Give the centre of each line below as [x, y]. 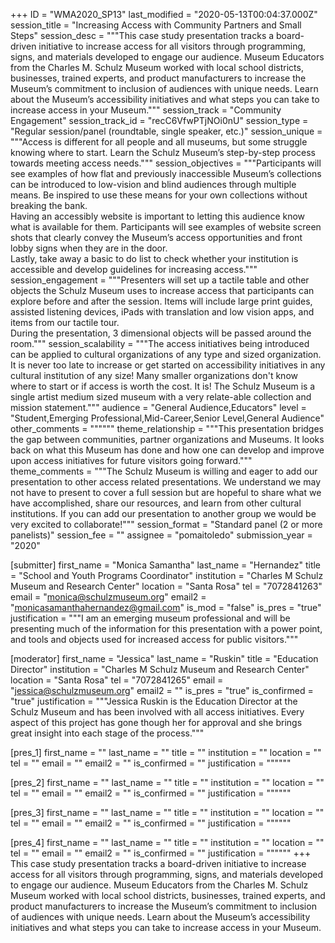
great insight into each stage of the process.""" [107, 733]
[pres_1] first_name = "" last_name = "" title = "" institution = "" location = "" [166, 752]
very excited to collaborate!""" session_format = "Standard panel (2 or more [166, 524]
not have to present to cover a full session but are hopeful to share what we [166, 492]
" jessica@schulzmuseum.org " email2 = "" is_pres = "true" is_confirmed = [162, 690]
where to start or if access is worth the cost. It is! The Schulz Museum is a [163, 386]
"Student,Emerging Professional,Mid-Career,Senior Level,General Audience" [167, 418]
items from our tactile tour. [65, 322]
